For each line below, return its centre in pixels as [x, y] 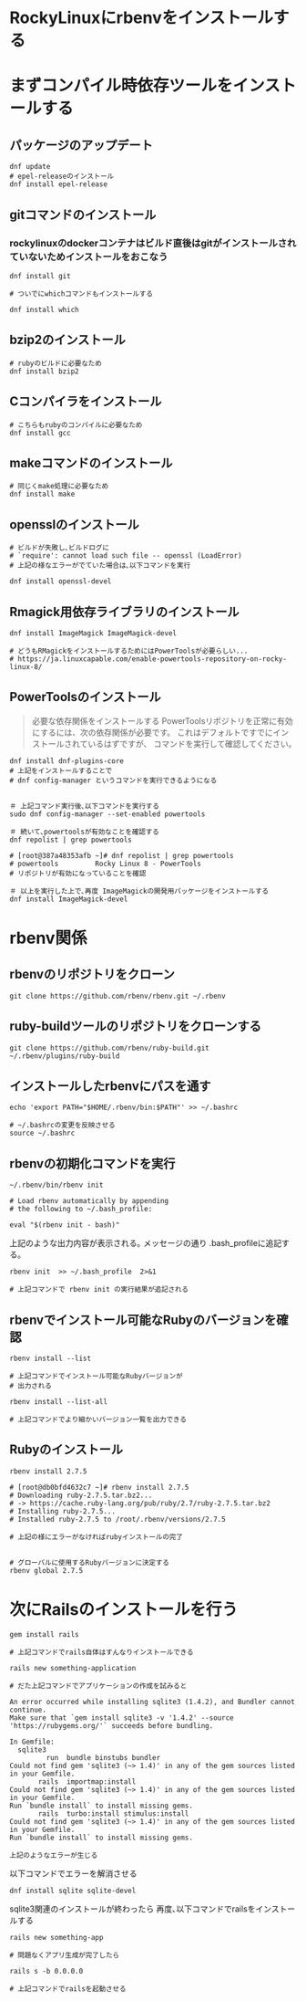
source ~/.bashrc [42, 1133]
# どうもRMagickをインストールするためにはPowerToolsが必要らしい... [129, 651]
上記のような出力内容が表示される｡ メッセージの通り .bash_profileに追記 [146, 1243]
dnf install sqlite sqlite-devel [73, 1891]
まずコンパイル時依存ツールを [122, 86]
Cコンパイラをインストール [86, 402]
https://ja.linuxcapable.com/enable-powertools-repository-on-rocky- [152, 659]
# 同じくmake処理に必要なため [59, 487]
